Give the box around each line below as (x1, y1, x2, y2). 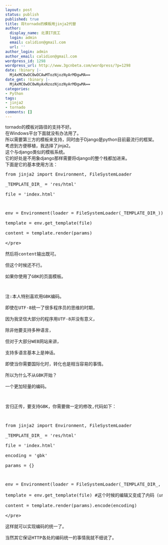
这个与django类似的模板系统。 (5, 148, 68, 155)
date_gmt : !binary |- (5, 77, 50, 82)
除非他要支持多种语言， (5, 327, 53, 333)
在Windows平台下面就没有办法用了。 (5, 130, 81, 136)
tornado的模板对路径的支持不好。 (5, 123, 74, 130)
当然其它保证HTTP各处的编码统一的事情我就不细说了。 (5, 534, 116, 540)
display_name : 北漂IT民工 (9, 30, 61, 35)
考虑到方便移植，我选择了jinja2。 (5, 142, 73, 148)
